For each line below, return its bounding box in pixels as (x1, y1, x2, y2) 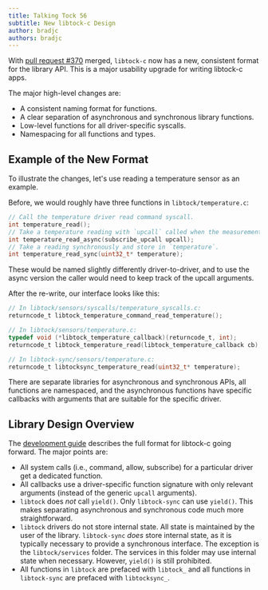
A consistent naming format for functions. (19, 104, 157, 114)
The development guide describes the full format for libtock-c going (8, 439, 231, 448)
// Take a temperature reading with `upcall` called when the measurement (8, 228, 262, 236)
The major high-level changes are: (8, 89, 121, 98)
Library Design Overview (8, 417, 135, 431)
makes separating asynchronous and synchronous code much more (19, 505, 245, 515)
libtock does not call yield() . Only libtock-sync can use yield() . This (19, 496, 254, 506)
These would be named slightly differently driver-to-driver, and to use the (8, 265, 250, 274)
